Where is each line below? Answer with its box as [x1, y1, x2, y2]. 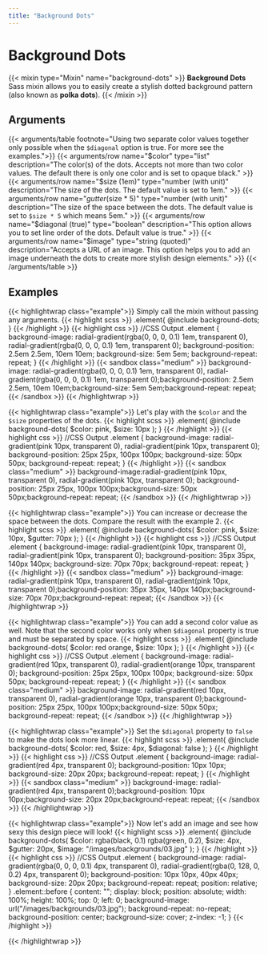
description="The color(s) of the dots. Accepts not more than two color [8, 160, 244, 169]
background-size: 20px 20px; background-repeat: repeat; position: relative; [8, 879, 258, 888]
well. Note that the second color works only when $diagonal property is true [8, 626, 259, 636]
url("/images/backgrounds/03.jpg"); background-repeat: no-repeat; [8, 903, 232, 914]
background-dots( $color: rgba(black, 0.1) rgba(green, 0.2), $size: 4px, [8, 835, 242, 846]
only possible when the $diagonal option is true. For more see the [8, 143, 224, 152]
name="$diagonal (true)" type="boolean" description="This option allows [8, 220, 252, 229]
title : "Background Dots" [8, 11, 94, 20]
